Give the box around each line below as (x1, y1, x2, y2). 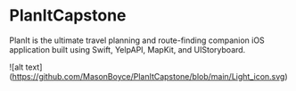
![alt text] (9, 62, 43, 72)
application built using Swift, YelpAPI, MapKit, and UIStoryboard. (9, 44, 246, 54)
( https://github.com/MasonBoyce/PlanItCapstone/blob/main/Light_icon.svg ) (9, 70, 288, 81)
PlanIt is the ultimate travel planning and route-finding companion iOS (9, 35, 265, 45)
